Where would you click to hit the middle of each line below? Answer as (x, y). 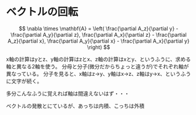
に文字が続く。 (24, 81)
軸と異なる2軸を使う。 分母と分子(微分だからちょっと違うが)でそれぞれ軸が (97, 66)
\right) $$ (99, 47)
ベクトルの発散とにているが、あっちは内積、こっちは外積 (75, 106)
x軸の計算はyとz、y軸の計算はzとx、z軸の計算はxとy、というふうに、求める (99, 59)
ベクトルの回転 (42, 12)
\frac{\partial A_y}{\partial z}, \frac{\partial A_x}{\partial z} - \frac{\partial (99, 34)
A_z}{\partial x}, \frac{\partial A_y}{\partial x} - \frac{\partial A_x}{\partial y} (99, 41)
